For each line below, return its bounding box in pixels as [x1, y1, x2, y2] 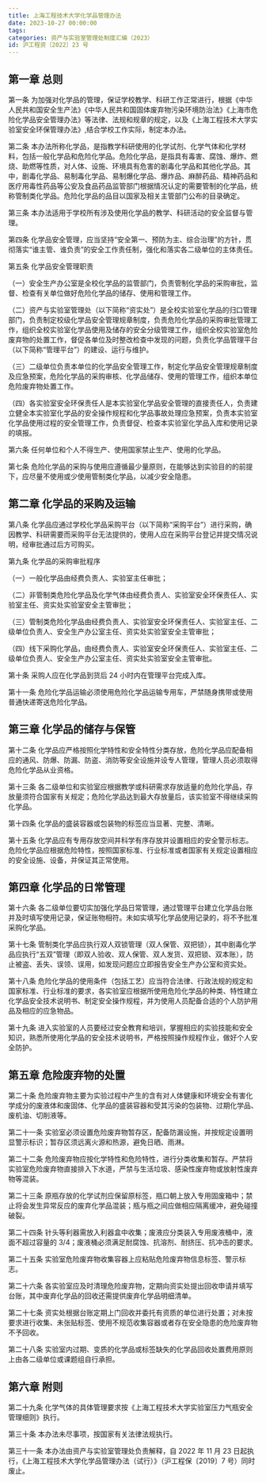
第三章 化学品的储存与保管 [8, 722, 136, 736]
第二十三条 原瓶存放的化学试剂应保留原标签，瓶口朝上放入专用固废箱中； [8, 1191, 246, 1201]
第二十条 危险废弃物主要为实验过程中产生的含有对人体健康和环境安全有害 [8, 1091, 246, 1101]
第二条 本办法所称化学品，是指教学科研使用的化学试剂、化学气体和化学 [8, 141, 239, 151]
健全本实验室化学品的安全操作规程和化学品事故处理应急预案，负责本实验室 [14, 408, 258, 417]
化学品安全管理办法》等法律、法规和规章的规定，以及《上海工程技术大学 [14, 114, 251, 124]
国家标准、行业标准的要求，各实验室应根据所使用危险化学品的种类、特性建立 [8, 987, 258, 996]
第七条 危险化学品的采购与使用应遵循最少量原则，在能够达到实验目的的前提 [8, 462, 253, 471]
